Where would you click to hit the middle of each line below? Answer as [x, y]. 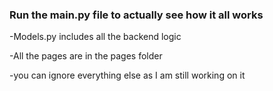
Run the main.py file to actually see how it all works [136, 15]
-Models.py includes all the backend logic [95, 37]
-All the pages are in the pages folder [86, 56]
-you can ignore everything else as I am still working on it [127, 75]
